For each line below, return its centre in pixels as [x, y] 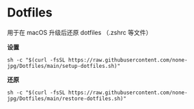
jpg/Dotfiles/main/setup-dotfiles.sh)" [64, 66]
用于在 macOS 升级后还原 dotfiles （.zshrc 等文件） [80, 32]
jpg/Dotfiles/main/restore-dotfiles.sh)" [67, 98]
